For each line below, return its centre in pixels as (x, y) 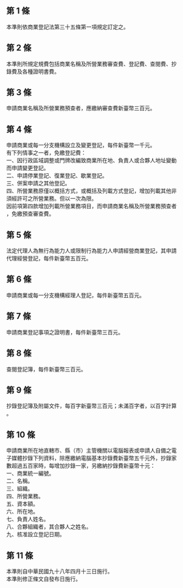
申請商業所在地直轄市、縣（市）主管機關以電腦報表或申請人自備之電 (91, 451)
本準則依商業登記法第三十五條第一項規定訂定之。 (67, 27)
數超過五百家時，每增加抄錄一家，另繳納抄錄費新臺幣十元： (81, 466)
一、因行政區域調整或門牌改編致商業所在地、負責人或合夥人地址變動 (91, 160)
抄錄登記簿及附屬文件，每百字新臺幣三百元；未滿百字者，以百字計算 (91, 406)
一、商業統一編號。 (30, 473)
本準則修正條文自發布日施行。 (43, 579)
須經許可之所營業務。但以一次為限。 (52, 199)
